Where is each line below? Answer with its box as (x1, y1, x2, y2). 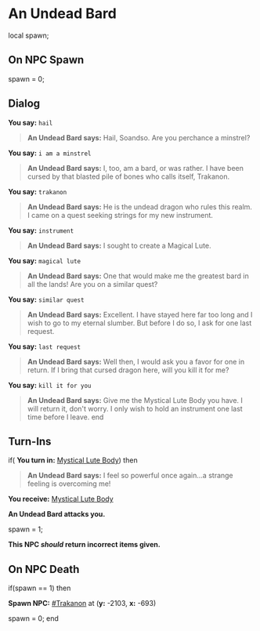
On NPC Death (8, 562, 80, 576)
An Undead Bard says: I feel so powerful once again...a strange (27, 471, 233, 481)
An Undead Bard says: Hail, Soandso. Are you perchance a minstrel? (27, 132, 251, 142)
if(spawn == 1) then (8, 583, 71, 593)
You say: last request (8, 342, 81, 351)
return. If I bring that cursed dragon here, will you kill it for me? (27, 365, 229, 375)
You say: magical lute (8, 256, 81, 265)
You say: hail (8, 118, 53, 127)
